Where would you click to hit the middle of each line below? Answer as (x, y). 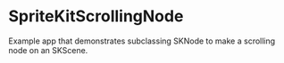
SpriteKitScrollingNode (96, 16)
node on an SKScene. (48, 50)
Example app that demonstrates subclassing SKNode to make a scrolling (142, 41)
